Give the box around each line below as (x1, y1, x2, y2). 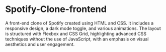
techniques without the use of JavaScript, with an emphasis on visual (5, 36, 149, 42)
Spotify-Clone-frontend (5, 3, 107, 15)
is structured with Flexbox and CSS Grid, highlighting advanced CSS (5, 30, 147, 36)
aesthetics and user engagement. (5, 41, 75, 47)
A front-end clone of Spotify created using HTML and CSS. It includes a (5, 20, 154, 26)
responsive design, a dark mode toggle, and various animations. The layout (5, 25, 161, 31)
